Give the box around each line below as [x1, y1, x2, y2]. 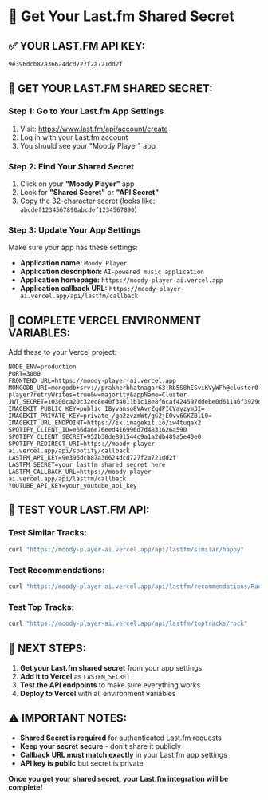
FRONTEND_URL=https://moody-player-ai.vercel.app [8, 377, 177, 385]
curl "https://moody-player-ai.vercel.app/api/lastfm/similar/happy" [8, 545, 245, 554]
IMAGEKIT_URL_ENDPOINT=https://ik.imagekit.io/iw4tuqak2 [8, 419, 202, 427]
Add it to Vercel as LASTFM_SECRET [19, 671, 130, 681]
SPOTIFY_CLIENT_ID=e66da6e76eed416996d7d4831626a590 [8, 426, 187, 434]
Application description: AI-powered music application [19, 267, 205, 277]
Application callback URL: [19, 284, 108, 293]
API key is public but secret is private [19, 758, 144, 768]
